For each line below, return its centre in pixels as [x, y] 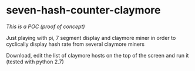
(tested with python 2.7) [35, 62]
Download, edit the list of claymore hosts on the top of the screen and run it [97, 55]
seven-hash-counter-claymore [83, 10]
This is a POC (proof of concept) [46, 26]
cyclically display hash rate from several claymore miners [75, 44]
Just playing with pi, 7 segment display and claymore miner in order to [91, 38]
